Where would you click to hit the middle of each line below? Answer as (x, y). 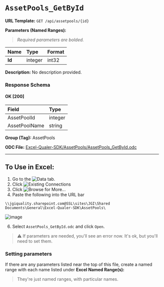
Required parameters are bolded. (51, 40)
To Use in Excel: (30, 167)
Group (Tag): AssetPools (30, 138)
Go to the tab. (33, 179)
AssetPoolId (21, 118)
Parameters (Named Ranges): (36, 30)
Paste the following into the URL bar (48, 194)
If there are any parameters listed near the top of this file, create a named (79, 264)
